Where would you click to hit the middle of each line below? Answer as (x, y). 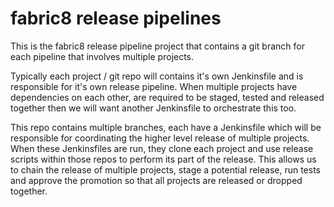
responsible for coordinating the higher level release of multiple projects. (160, 138)
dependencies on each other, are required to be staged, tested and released (167, 97)
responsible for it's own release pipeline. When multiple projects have (154, 86)
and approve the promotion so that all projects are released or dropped (156, 180)
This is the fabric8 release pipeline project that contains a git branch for (157, 46)
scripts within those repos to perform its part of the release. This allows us (163, 159)
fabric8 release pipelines (116, 18)
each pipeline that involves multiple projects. (102, 56)
